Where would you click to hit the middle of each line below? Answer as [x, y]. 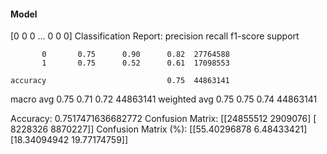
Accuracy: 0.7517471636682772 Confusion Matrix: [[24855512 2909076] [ [163, 119]
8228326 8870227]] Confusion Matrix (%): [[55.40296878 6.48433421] [159, 129]
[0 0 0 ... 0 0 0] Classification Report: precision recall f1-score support [155, 36]
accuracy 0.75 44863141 [120, 81]
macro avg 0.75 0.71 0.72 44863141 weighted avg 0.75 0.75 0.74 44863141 [164, 99]
